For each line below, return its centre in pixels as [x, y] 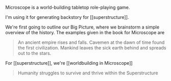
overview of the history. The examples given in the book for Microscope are [85, 32]
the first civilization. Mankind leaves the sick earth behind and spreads [92, 48]
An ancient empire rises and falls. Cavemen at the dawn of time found [91, 42]
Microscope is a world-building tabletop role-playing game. [68, 7]
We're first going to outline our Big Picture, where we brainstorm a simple [82, 27]
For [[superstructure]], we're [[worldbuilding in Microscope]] [69, 63]
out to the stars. [34, 53]
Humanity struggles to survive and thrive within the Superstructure [88, 73]
